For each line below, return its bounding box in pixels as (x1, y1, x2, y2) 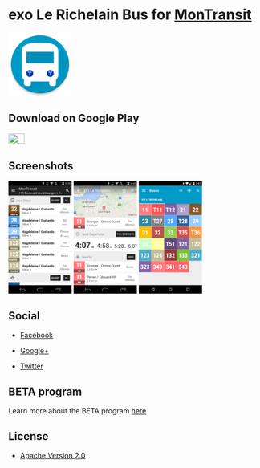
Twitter (19, 361, 44, 371)
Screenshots (8, 159, 74, 173)
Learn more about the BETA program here (8, 406, 147, 416)
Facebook (19, 331, 54, 340)
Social (8, 309, 40, 323)
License (8, 429, 49, 443)
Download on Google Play (8, 112, 140, 125)
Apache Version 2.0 (19, 451, 86, 460)
